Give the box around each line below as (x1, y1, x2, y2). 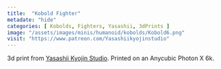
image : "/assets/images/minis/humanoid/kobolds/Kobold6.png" (7, 29, 185, 36)
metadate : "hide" (7, 16, 57, 23)
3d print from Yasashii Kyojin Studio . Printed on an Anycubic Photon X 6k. (7, 54, 214, 62)
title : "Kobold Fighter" (7, 10, 81, 17)
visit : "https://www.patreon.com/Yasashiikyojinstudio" (7, 36, 170, 42)
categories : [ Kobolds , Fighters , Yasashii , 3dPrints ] (7, 23, 170, 29)
